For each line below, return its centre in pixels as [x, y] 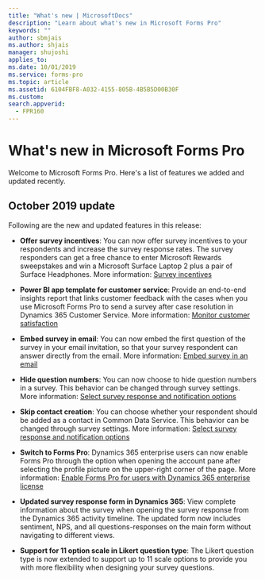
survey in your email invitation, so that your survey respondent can [129, 347]
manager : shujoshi [38, 52]
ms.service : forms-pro [46, 75]
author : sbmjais [35, 38]
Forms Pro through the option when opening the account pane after [130, 460]
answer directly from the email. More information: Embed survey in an [134, 355]
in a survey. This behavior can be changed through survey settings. [130, 388]
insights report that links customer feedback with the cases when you [134, 298]
